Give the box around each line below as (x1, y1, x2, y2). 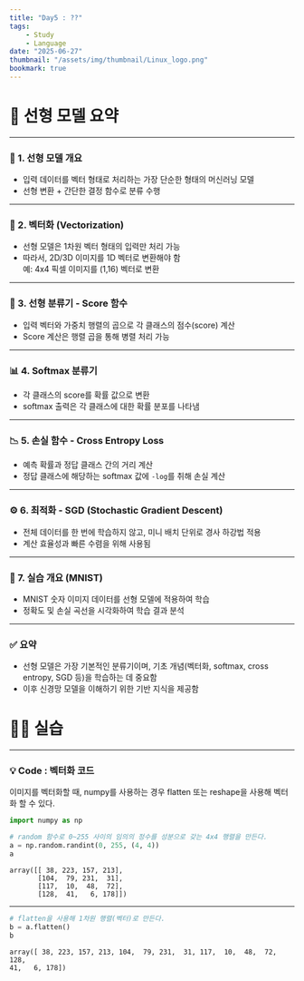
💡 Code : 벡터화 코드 (9, 764, 95, 777)
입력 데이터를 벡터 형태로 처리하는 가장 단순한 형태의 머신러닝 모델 (22, 174, 255, 185)
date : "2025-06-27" (9, 47, 83, 56)
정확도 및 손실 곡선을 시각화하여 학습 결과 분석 (22, 604, 185, 615)
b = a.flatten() (9, 922, 71, 931)
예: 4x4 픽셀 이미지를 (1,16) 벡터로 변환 (22, 264, 160, 275)
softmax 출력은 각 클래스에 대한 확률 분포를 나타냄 (22, 401, 201, 411)
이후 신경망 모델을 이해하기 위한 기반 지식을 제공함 (22, 683, 199, 694)
